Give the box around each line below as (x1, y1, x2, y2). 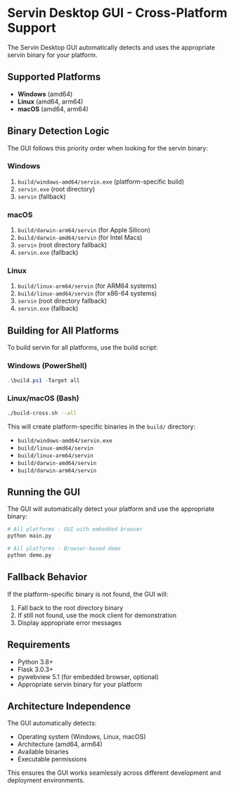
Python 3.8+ (17, 657, 54, 666)
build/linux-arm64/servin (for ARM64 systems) (17, 281, 157, 290)
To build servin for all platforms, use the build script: (7, 343, 158, 352)
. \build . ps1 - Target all (7, 376, 80, 384)
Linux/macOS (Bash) (7, 393, 79, 403)
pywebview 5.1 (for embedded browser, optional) (17, 672, 160, 681)
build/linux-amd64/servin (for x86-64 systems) (17, 289, 157, 298)
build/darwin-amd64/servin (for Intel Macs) (17, 234, 143, 242)
